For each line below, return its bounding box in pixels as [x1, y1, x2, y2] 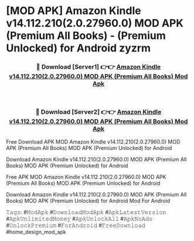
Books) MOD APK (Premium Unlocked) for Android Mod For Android [6, 197, 171, 204]
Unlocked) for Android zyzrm [6, 42, 151, 55]
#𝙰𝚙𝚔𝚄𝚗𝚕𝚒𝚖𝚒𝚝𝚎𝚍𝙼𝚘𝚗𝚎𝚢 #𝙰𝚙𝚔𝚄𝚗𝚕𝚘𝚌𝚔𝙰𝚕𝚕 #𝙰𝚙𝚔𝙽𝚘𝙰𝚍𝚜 [6, 215, 153, 222]
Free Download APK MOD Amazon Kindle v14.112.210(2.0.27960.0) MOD [6, 138, 181, 145]
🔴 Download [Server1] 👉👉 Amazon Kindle [36, 63, 161, 71]
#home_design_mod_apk [6, 228, 66, 235]
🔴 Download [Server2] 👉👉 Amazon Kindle [35, 108, 162, 116]
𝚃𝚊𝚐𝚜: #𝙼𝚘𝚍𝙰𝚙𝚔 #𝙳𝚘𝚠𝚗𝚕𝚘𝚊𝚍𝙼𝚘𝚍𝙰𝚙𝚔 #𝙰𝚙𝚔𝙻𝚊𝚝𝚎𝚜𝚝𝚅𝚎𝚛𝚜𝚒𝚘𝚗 [6, 208, 167, 215]
